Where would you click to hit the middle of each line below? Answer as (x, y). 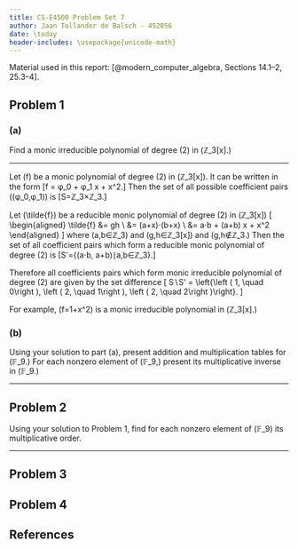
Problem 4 (39, 504)
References (42, 535)
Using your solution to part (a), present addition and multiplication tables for (148, 353)
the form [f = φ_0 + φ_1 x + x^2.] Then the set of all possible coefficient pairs (149, 187)
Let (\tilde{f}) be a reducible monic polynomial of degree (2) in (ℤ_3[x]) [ (141, 215)
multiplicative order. (45, 438)
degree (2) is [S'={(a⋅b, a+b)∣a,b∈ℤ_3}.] (83, 255)
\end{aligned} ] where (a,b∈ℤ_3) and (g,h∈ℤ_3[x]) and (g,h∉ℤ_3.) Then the (147, 234)
